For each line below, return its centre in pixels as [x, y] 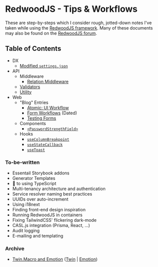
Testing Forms [41, 118]
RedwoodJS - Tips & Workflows [71, 9]
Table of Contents [33, 49]
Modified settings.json [44, 66]
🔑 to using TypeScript [34, 184]
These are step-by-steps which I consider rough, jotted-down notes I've [79, 23]
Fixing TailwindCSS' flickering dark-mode [54, 220]
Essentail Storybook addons [41, 173]
